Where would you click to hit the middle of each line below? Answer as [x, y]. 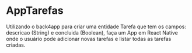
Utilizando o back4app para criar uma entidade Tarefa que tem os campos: [96, 26]
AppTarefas [35, 11]
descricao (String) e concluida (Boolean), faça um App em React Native [92, 32]
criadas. [16, 45]
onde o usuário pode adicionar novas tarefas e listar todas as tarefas [89, 39]
